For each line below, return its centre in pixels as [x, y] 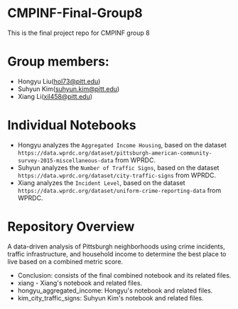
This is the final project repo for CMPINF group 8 [79, 33]
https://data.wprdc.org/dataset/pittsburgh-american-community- [115, 153]
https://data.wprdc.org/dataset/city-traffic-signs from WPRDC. [117, 175]
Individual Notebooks [72, 125]
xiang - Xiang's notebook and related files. [80, 283]
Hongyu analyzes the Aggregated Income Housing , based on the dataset [122, 145]
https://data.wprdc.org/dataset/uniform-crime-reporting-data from [119, 190]
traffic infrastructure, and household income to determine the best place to [117, 253]
